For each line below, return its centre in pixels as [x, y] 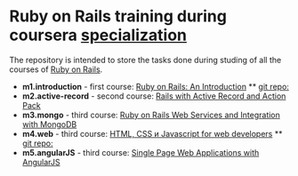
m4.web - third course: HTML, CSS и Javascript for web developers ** [152, 133]
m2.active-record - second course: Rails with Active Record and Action [154, 96]
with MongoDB [49, 124]
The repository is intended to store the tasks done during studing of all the [145, 60]
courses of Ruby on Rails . [56, 69]
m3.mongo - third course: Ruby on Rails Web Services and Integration [151, 115]
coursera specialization [98, 35]
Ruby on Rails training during [118, 16]
